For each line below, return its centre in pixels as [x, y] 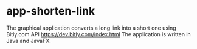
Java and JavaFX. [29, 41]
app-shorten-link [51, 11]
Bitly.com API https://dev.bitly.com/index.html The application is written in [99, 34]
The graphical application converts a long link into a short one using [91, 28]
